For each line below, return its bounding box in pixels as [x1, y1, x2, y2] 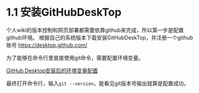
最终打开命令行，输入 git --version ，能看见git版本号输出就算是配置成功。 [6, 79, 189, 87]
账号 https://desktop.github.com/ [6, 41, 88, 49]
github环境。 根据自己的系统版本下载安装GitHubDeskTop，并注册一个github [6, 34, 194, 41]
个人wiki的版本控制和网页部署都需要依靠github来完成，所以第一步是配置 [6, 26, 184, 34]
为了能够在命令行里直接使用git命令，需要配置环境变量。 [6, 54, 144, 61]
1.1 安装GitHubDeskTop [6, 5, 122, 19]
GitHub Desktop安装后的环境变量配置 [6, 67, 98, 74]
